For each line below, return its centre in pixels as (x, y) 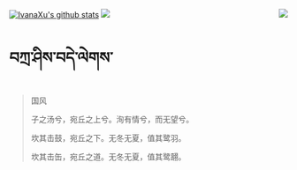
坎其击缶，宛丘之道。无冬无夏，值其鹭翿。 (108, 156)
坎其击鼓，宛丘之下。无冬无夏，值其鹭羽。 (108, 137)
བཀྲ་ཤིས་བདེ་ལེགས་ (61, 58)
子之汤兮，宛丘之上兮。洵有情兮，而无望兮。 (112, 119)
